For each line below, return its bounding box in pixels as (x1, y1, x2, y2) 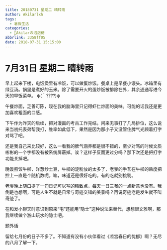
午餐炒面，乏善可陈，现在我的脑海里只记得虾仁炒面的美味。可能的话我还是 (5, 103, 158, 109)
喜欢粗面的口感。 (9, 109, 45, 115)
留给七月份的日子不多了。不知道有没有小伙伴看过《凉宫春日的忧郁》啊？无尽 (5, 233, 162, 239)
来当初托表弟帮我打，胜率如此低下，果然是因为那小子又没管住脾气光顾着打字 (5, 126, 162, 132)
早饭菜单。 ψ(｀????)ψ (13, 93, 61, 99)
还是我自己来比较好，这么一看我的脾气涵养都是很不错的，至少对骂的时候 (5, 143, 153, 149)
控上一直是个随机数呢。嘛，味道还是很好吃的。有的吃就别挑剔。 (5, 172, 136, 178)
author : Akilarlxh (5, 12, 43, 17)
